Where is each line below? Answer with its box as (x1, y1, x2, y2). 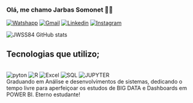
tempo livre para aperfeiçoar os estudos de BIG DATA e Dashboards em (6, 85, 187, 92)
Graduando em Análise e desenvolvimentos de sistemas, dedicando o (6, 78, 183, 85)
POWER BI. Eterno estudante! (6, 91, 81, 98)
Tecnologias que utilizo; (6, 49, 100, 59)
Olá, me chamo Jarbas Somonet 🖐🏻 (6, 5, 113, 14)
